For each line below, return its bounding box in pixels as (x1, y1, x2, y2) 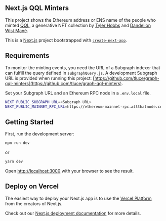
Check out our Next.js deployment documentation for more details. (5, 210, 141, 216)
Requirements (5, 51, 49, 60)
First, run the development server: (5, 131, 75, 137)
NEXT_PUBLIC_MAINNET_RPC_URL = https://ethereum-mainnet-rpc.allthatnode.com (5, 104, 165, 109)
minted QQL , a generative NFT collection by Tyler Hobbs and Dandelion (5, 22, 151, 28)
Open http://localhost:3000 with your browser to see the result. (5, 168, 134, 174)
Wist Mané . (5, 27, 29, 34)
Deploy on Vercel (5, 182, 59, 191)
